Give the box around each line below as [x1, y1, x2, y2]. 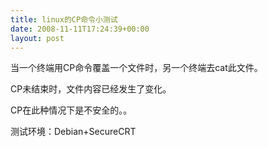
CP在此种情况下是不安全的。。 [10, 104, 133, 116]
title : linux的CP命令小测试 [10, 14, 118, 25]
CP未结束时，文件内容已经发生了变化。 [10, 83, 172, 95]
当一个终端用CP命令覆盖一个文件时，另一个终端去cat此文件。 [10, 62, 263, 74]
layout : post [10, 33, 65, 43]
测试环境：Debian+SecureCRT [10, 126, 137, 138]
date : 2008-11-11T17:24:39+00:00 [10, 24, 150, 34]
